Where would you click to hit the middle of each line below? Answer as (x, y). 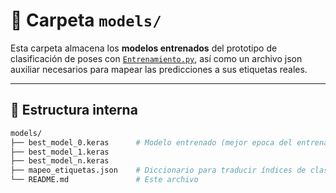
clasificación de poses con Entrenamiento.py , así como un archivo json (156, 58)
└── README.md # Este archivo (104, 180)
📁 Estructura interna (74, 110)
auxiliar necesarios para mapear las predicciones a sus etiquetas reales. (159, 69)
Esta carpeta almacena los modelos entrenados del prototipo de (144, 48)
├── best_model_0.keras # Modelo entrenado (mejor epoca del (151, 142)
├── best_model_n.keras (60, 161)
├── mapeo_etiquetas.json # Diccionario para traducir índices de (158, 170)
